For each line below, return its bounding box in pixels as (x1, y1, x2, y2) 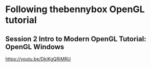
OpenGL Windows (5, 42, 64, 51)
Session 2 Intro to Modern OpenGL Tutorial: (5, 35, 147, 43)
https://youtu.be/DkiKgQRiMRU (5, 56, 71, 62)
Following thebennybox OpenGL (5, 4, 145, 15)
